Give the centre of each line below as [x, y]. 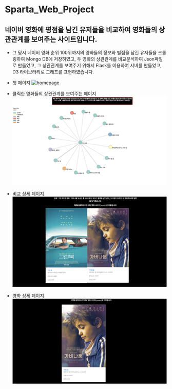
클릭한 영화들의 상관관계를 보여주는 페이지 [54, 94]
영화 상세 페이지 [28, 296]
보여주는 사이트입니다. [64, 39]
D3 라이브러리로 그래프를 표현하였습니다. [53, 72]
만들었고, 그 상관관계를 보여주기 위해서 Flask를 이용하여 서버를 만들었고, [90, 65]
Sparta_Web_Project [50, 9]
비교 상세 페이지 [28, 193]
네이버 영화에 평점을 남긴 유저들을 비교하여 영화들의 [81, 30]
